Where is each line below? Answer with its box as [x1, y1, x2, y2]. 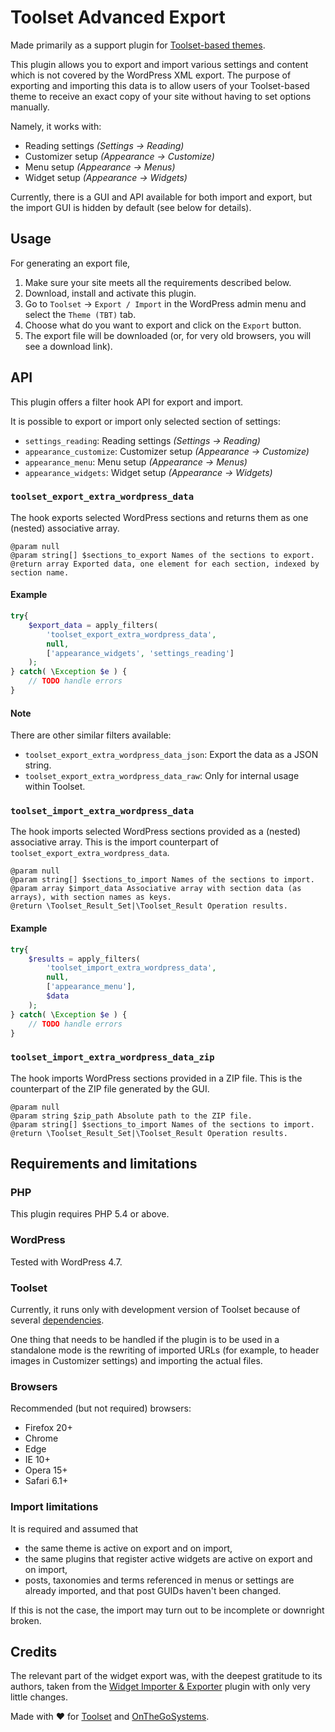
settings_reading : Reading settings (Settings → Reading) [24, 434, 261, 446]
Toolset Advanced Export [10, 6, 226, 29]
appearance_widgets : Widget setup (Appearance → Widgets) [24, 466, 273, 478]
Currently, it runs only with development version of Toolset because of [10, 1303, 301, 1315]
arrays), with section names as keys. [10, 892, 172, 903]
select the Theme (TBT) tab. [24, 308, 137, 320]
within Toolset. [24, 781, 86, 793]
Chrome [24, 1432, 59, 1445]
